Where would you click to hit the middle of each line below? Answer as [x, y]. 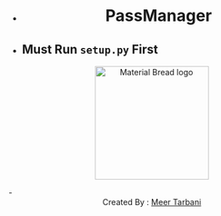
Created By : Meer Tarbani [152, 202]
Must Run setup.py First [90, 49]
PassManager [159, 16]
